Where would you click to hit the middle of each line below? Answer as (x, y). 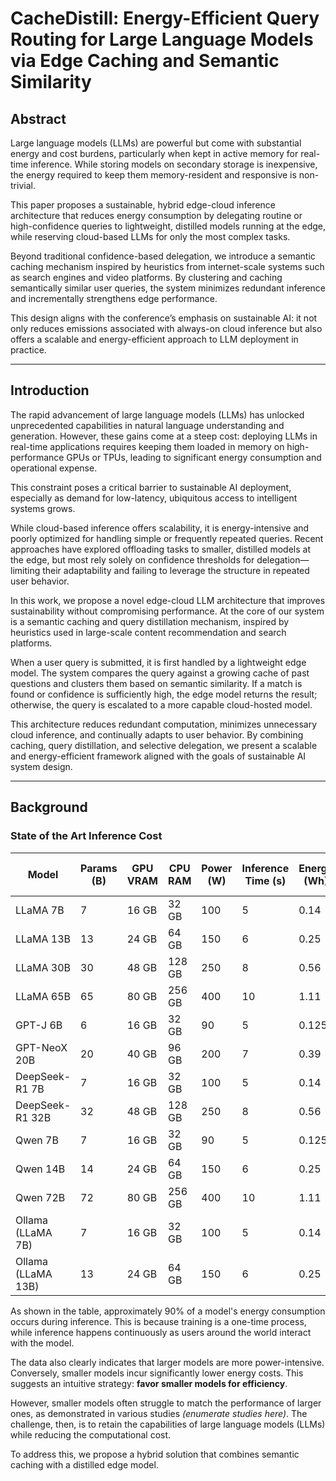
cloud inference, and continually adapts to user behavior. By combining (157, 734)
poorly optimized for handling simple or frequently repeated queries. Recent (167, 538)
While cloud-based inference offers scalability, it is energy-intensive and (160, 528)
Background (49, 807)
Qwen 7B (37, 1140)
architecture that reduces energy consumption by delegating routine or (156, 215)
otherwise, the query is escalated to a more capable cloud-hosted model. (161, 704)
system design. (41, 766)
